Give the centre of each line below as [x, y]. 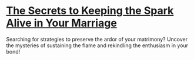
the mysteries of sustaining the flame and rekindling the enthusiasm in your [97, 45]
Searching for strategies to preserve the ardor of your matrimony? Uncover [97, 39]
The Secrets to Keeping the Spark [90, 11]
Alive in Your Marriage [62, 23]
